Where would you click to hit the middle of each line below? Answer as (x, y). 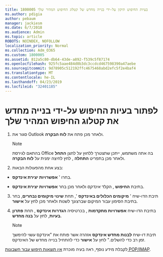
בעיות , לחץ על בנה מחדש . (37, 216)
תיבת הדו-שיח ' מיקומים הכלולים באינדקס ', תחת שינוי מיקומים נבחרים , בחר (85, 196)
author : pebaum (20, 18)
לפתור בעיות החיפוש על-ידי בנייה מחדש (81, 110)
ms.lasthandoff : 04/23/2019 (34, 82)
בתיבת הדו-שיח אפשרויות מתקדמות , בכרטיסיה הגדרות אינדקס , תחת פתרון (84, 211)
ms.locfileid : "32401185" (31, 86)
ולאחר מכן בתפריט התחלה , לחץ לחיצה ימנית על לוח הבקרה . (69, 158)
